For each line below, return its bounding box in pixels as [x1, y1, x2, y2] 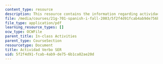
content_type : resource [5, 7, 53, 12]
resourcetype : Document [5, 43, 53, 48]
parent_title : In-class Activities [5, 34, 77, 39]
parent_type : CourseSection [5, 38, 62, 43]
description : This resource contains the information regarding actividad [5, 12, 160, 16]
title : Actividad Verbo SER [5, 47, 62, 52]
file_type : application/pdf [5, 20, 62, 26]
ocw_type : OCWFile [5, 29, 42, 34]
